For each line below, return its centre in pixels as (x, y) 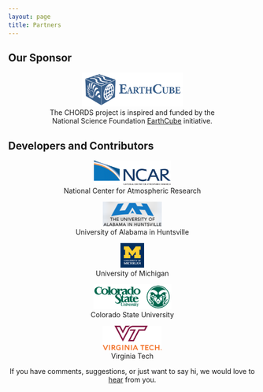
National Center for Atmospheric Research (132, 191)
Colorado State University (132, 315)
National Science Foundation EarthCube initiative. (132, 121)
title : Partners (35, 25)
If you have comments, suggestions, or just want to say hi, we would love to (132, 372)
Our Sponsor (40, 58)
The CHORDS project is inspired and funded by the (132, 113)
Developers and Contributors (81, 146)
